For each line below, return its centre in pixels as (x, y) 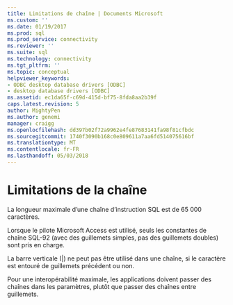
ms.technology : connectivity (49, 59)
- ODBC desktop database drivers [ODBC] (67, 85)
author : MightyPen (34, 110)
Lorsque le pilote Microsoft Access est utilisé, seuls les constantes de (107, 230)
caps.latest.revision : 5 (43, 104)
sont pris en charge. (36, 245)
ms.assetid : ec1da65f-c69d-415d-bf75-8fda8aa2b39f (82, 98)
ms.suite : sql (28, 53)
